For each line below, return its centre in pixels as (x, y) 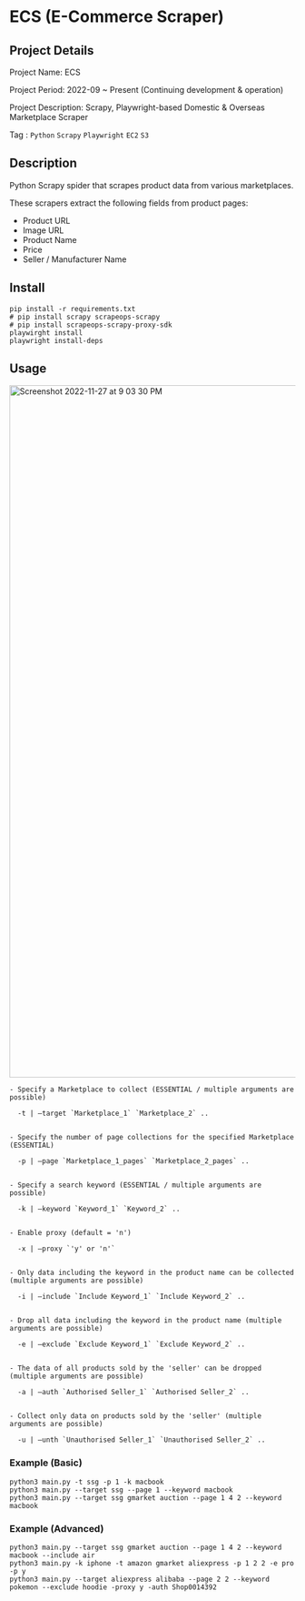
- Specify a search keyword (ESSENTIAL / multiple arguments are (135, 1185)
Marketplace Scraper (49, 117)
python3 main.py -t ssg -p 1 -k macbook (87, 1482)
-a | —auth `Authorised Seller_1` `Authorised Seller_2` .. (133, 1393)
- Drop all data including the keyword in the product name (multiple (146, 1321)
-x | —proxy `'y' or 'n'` (67, 1249)
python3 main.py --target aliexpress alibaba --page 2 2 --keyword (140, 1580)
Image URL (43, 230)
